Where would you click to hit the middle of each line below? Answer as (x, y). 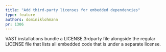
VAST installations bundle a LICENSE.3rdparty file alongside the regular (80, 39)
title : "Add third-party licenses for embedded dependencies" (73, 10)
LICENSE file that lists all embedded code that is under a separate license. (83, 44)
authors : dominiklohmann (32, 19)
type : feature (20, 15)
